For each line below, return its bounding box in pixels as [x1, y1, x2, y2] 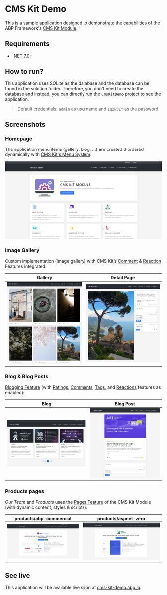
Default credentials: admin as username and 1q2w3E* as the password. [17, 106, 160, 112]
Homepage [5, 135, 32, 142]
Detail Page [110, 274, 135, 280]
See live [5, 571, 30, 580]
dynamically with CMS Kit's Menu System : [5, 151, 92, 157]
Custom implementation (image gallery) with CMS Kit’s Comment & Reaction [5, 258, 162, 264]
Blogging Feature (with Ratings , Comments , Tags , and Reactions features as [5, 384, 161, 390]
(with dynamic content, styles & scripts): [5, 504, 88, 510]
